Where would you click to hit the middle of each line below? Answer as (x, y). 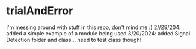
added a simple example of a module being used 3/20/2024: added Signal (98, 33)
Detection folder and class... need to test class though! (74, 40)
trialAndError (40, 11)
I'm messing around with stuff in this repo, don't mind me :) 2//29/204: (94, 27)
